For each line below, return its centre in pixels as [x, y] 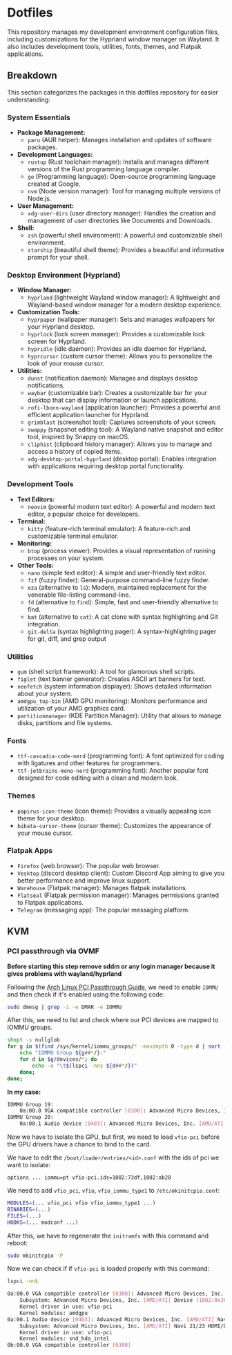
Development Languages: [55, 155]
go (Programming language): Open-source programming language [122, 177]
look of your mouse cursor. [66, 363]
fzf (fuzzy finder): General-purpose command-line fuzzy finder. [119, 580]
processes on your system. [66, 558]
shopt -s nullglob [33, 1040]
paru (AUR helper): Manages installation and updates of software [119, 140]
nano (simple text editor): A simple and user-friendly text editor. [117, 573]
